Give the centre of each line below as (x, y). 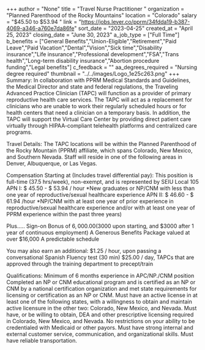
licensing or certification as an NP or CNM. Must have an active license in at (102, 295)
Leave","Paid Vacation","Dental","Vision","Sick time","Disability (84, 48)
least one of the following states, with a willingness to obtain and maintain (99, 301)
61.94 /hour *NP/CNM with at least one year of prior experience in (90, 201)
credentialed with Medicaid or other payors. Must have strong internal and (100, 327)
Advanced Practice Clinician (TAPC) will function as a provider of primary (99, 93)
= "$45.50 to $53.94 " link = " (44, 22)
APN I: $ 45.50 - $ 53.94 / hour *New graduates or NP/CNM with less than (100, 188)
